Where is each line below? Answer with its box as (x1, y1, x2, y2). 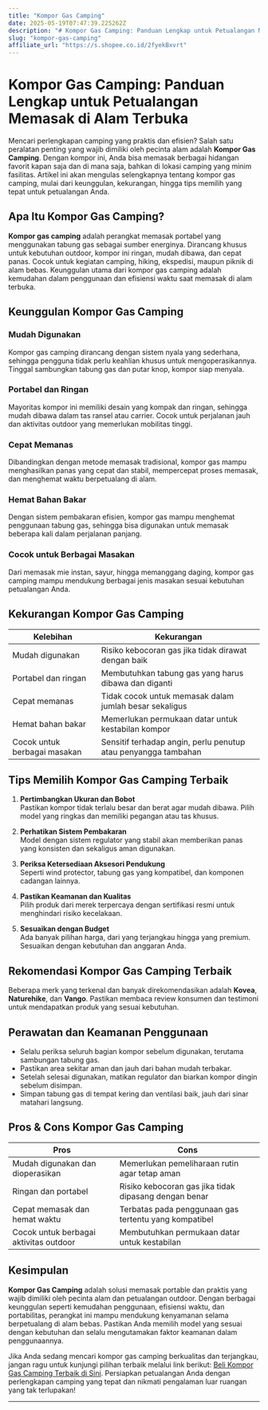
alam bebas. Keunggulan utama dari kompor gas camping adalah (8, 265, 222, 274)
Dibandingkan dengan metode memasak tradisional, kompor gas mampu (8, 457, 247, 467)
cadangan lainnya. (19, 876, 81, 886)
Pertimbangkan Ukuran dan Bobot (19, 795, 136, 804)
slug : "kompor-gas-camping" (8, 34, 102, 42)
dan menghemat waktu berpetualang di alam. (8, 474, 157, 484)
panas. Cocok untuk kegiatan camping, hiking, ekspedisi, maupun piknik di (8, 256, 254, 266)
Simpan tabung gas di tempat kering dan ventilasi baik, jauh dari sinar (19, 1089, 249, 1098)
